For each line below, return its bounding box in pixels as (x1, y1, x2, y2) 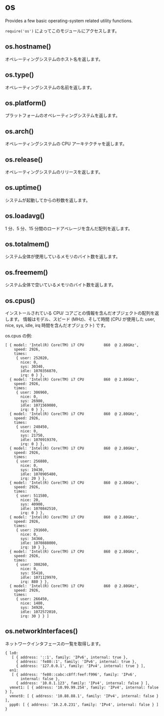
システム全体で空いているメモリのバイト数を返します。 (5, 282, 116, 288)
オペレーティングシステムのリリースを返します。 (5, 169, 103, 175)
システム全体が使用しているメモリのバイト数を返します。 (5, 254, 120, 260)
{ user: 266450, (16, 597, 49, 601)
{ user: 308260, (16, 562, 49, 567)
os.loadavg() (5, 212, 45, 220)
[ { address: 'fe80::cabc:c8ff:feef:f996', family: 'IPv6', (11, 672, 137, 677)
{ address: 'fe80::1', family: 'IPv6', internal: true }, (16, 659, 137, 664)
